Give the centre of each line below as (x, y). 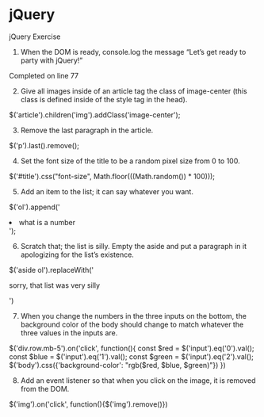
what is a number (48, 222)
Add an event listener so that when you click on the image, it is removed (138, 380)
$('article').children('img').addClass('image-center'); (95, 115)
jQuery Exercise (35, 36)
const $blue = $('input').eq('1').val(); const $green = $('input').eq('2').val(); (132, 356)
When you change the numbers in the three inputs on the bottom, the (133, 316)
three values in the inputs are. (69, 333)
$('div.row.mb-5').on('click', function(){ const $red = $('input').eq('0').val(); (132, 348)
